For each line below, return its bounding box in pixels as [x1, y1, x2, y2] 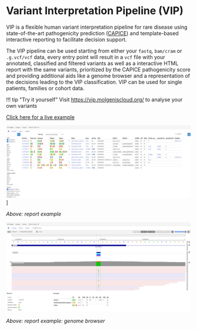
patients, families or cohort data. [6, 84, 85, 91]
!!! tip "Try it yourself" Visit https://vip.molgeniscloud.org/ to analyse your [6, 96, 183, 103]
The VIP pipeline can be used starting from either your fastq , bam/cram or [6, 47, 182, 54]
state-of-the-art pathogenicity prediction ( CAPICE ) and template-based [6, 29, 179, 36]
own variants [6, 102, 38, 109]
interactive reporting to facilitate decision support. [6, 36, 127, 43]
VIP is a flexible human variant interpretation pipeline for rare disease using [6, 23, 188, 30]
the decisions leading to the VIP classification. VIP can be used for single [6, 78, 182, 86]
